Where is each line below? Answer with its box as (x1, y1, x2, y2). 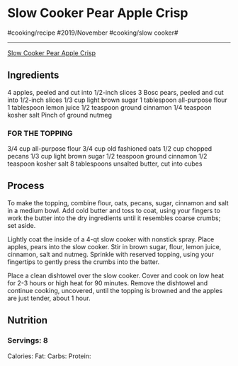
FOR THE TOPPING (7, 128, 73, 138)
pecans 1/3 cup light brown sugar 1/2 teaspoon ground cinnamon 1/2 (7, 152, 208, 161)
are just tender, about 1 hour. (7, 294, 91, 302)
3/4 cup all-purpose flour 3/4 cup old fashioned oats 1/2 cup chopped (7, 144, 212, 153)
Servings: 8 (7, 336, 48, 345)
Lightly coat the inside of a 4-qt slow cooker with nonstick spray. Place (7, 235, 215, 244)
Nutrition (7, 314, 48, 326)
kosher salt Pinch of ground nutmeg (7, 110, 112, 119)
